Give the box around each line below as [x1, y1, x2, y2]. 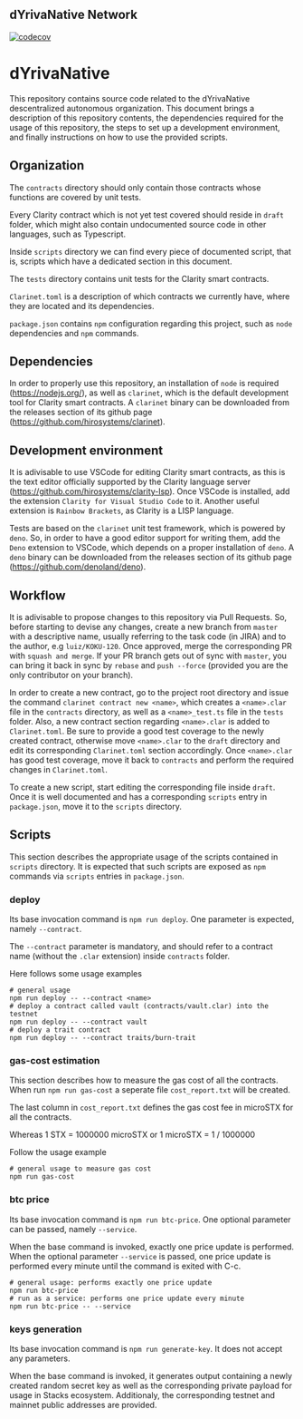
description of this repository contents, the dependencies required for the [9, 112, 284, 123]
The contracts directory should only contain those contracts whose [9, 181, 261, 193]
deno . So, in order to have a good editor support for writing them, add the [9, 532, 281, 543]
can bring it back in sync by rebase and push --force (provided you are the [9, 660, 289, 670]
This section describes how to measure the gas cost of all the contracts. [9, 1074, 279, 1086]
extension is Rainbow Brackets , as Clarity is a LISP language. [9, 505, 234, 516]
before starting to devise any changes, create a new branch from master [9, 621, 279, 632]
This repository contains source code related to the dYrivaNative [9, 92, 251, 103]
